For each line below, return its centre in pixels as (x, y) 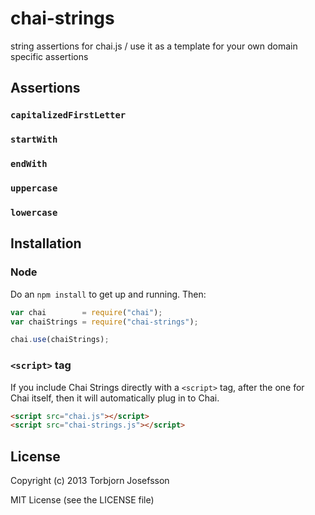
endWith (29, 164)
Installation (46, 243)
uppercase (34, 188)
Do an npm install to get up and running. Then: (108, 294)
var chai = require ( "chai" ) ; (86, 312)
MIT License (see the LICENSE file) (82, 500)
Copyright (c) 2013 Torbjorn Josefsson (90, 481)
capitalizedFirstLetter (68, 115)
